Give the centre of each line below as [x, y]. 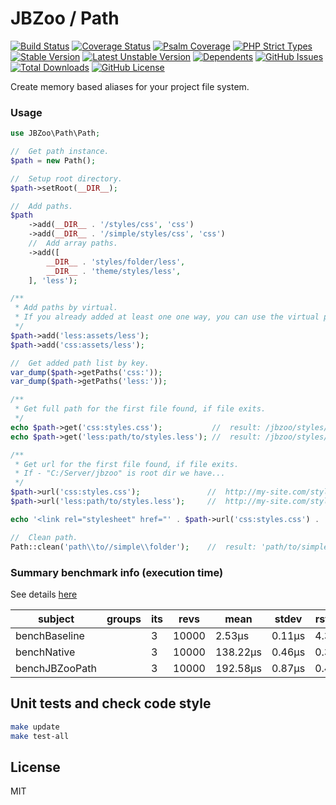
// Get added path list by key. [80, 363]
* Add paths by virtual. [66, 308]
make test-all [40, 736]
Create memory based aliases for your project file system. [130, 86]
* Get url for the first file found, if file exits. [127, 464]
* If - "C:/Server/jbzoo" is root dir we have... [120, 473]
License [35, 767]
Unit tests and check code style [111, 703]
